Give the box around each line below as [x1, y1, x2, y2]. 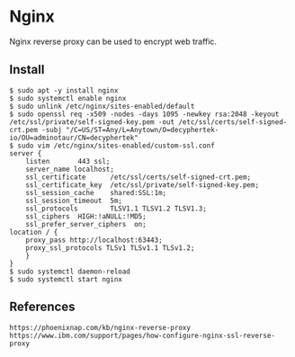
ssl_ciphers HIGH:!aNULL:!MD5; [25, 211, 147, 221]
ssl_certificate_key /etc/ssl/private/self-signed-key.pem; [25, 180, 259, 190]
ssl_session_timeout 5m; [25, 196, 123, 205]
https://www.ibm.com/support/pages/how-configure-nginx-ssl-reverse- [9, 331, 276, 340]
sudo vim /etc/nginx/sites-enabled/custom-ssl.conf [17, 141, 216, 150]
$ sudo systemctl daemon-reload [9, 267, 130, 276]
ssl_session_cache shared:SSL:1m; [25, 188, 167, 197]
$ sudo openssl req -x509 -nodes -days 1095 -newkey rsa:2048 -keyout [9, 110, 280, 119]
